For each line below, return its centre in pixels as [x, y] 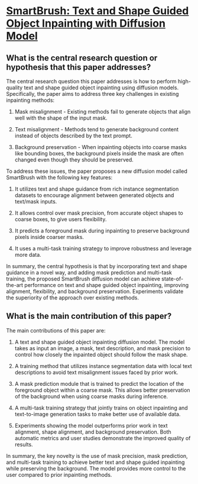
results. [24, 444]
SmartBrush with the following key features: [59, 178]
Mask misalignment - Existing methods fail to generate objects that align [103, 112]
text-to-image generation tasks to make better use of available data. [98, 414]
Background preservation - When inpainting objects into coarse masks [101, 147]
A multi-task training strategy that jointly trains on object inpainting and [101, 408]
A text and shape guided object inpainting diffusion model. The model [100, 342]
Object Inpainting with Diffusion [86, 23]
